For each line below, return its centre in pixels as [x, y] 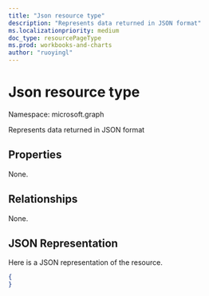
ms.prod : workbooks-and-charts [60, 45]
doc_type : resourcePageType [55, 38]
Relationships [43, 199]
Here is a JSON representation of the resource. [86, 262]
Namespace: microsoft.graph [56, 114]
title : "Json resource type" [57, 16]
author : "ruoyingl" [41, 53]
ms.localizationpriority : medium [64, 30]
